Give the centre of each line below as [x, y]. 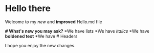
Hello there [28, 8]
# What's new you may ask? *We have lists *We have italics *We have [77, 31]
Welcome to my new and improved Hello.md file [54, 22]
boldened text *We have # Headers [41, 36]
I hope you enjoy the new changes [40, 45]
